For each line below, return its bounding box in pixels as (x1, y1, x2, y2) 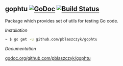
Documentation (5, 45, 37, 51)
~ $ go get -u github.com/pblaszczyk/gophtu (5, 37, 98, 42)
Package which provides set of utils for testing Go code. (5, 18, 119, 23)
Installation (5, 27, 28, 33)
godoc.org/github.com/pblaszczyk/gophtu (5, 55, 91, 61)
